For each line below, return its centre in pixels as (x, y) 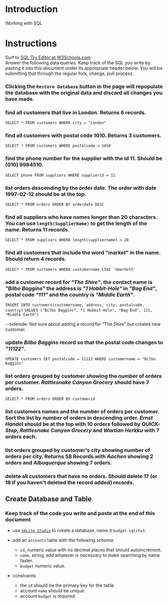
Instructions (31, 43)
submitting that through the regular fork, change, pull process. (69, 73)
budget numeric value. (43, 566)
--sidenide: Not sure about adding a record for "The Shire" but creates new (83, 324)
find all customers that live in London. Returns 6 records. (76, 113)
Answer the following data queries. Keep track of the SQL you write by (78, 63)
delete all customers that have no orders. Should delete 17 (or (81, 476)
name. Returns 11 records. (37, 230)
